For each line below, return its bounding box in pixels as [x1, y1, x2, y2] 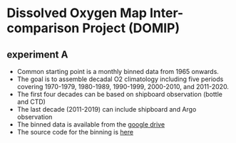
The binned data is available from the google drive [16, 120, 165, 129]
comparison [6, 20, 80, 36]
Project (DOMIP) [82, 20, 180, 36]
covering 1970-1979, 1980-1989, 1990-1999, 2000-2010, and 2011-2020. [16, 83, 230, 90]
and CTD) [16, 97, 46, 106]
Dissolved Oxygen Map [6, 5, 148, 21]
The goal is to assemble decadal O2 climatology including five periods [16, 75, 224, 83]
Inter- [149, 5, 184, 21]
